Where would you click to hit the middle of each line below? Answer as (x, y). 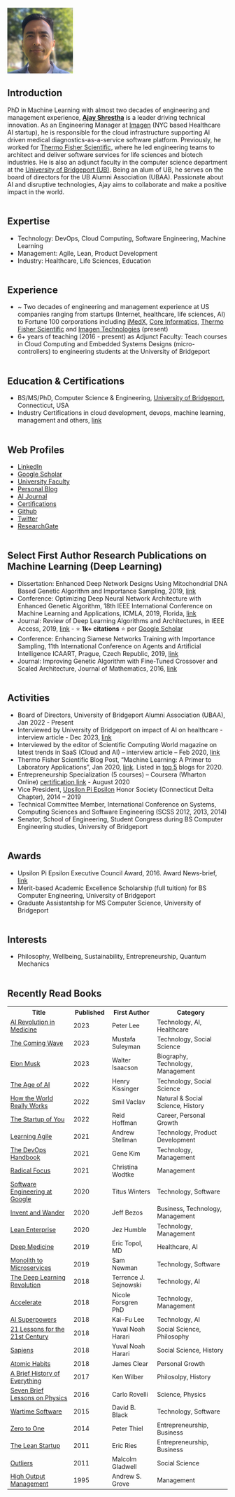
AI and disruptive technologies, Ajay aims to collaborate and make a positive (117, 184)
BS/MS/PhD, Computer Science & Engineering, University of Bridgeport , (121, 398)
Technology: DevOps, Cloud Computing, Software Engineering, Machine (121, 238)
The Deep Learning (38, 1278)
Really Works (29, 1105)
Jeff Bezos (127, 1212)
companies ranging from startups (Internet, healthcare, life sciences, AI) (121, 314)
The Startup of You (37, 1119)
